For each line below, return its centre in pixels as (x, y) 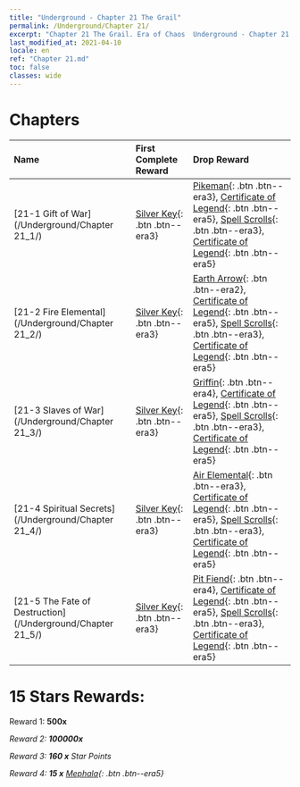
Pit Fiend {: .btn (223, 579)
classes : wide (36, 76)
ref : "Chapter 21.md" (50, 59)
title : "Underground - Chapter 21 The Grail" (95, 17)
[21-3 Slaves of (48, 410)
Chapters (45, 119)
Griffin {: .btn (218, 382)
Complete (157, 159)
